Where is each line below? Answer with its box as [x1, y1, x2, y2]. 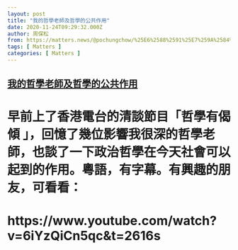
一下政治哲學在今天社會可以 [69, 144, 232, 160]
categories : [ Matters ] [7, 50, 81, 57]
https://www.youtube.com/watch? [7, 212, 217, 229]
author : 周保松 [7, 30, 49, 38]
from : [7, 37, 23, 44]
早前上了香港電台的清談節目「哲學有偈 [7, 109, 232, 125]
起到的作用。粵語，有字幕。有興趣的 [7, 162, 219, 178]
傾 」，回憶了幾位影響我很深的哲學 [7, 127, 203, 142]
